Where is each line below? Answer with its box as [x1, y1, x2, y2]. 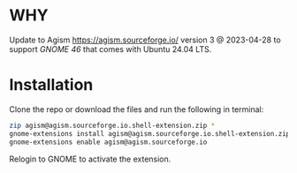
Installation [9, 75, 94, 95]
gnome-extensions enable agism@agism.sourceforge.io [9, 138, 208, 147]
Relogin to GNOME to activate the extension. [9, 154, 171, 164]
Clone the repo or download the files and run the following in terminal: [9, 103, 264, 115]
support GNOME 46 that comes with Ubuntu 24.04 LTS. [9, 43, 212, 54]
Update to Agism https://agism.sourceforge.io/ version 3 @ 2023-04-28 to [9, 34, 281, 45]
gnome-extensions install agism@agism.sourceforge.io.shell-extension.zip [9, 129, 291, 138]
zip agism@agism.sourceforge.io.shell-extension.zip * [9, 121, 216, 130]
